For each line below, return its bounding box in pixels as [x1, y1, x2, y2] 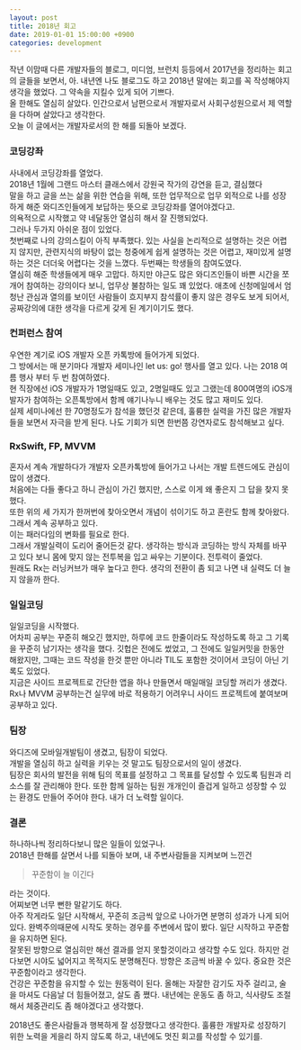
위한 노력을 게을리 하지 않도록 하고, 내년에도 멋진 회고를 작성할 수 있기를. [9, 1031, 263, 1042]
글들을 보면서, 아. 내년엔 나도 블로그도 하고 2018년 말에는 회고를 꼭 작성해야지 [18, 76, 290, 86]
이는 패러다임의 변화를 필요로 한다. [9, 529, 129, 540]
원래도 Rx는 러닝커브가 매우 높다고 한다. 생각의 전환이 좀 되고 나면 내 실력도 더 [9, 563, 282, 574]
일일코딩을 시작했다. [9, 620, 79, 631]
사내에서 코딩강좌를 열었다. [9, 167, 103, 178]
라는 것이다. [9, 888, 51, 899]
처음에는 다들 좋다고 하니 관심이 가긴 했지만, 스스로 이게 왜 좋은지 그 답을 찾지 [9, 484, 280, 495]
